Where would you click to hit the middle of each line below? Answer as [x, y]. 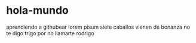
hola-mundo [37, 10]
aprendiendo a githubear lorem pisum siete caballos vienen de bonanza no [98, 27]
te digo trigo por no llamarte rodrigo [50, 33]
